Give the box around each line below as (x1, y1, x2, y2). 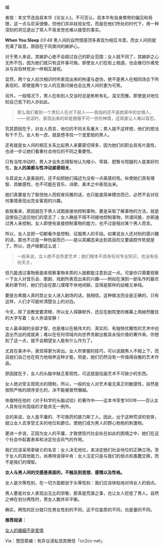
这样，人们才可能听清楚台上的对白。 (5, 298, 78, 304)
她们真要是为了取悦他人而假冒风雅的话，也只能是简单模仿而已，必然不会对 (5, 192, 155, 197)
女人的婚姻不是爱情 (5, 527, 44, 533)
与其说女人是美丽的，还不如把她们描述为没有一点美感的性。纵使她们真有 (5, 175, 150, 181)
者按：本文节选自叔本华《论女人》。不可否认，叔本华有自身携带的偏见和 (5, 15, 148, 21)
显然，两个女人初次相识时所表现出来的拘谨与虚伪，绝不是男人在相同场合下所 (5, 76, 159, 82)
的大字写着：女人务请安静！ (5, 315, 61, 321)
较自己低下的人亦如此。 (5, 99, 52, 105)
